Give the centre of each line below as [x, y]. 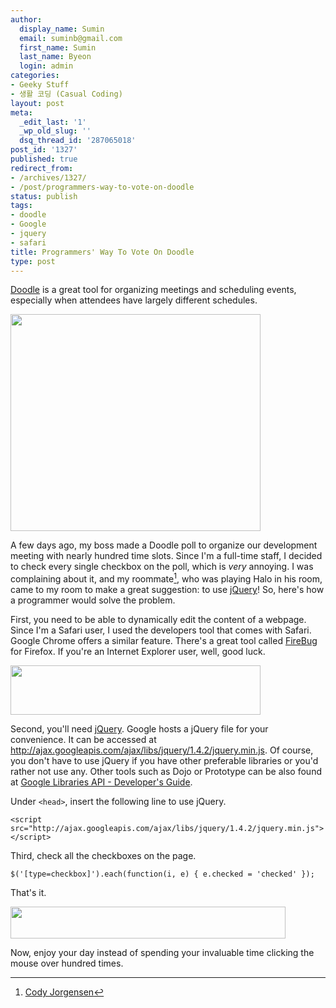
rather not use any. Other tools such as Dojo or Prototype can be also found [166, 772]
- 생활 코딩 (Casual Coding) [66, 94]
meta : [21, 112]
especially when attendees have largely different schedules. [134, 300]
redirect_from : [42, 168]
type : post [33, 261]
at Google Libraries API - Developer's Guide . [101, 782]
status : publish [44, 196]
